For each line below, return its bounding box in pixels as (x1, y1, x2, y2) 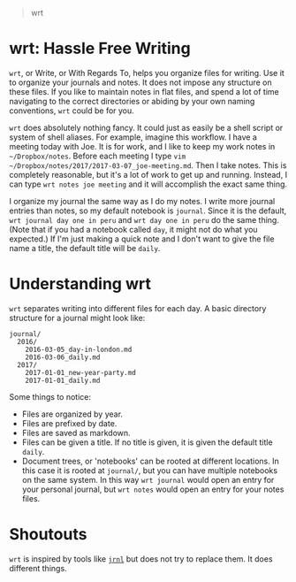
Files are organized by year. (21, 409, 124, 419)
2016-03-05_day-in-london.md (25, 345, 133, 354)
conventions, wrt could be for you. (9, 105, 134, 116)
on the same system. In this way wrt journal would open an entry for (21, 474, 275, 485)
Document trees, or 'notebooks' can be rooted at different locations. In (21, 456, 280, 466)
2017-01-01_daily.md (25, 376, 101, 385)
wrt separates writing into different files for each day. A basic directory (9, 302, 267, 313)
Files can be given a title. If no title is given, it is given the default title (21, 437, 273, 448)
